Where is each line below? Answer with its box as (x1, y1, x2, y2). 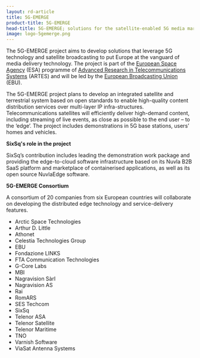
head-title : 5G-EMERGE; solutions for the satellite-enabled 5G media (6, 25, 185, 32)
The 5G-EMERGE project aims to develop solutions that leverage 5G (6, 47, 173, 54)
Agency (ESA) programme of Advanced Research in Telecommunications (6, 66, 186, 73)
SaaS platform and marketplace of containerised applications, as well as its (6, 165, 190, 172)
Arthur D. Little (14, 224, 51, 232)
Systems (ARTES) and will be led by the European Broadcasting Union (6, 73, 178, 80)
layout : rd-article (6, 8, 55, 15)
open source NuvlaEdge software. (6, 171, 90, 178)
